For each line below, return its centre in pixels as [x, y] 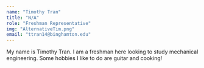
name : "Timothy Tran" [34, 12]
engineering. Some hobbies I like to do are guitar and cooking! [84, 58]
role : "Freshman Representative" [49, 23]
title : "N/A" [23, 18]
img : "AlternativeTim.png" [40, 29]
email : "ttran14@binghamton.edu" [49, 35]
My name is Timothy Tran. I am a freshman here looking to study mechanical [102, 52]
